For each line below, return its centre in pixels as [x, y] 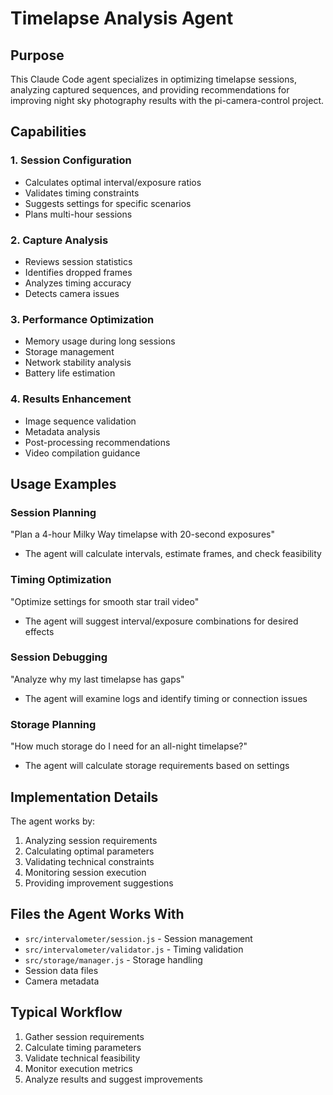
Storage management [69, 352]
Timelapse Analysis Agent [122, 18]
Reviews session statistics [78, 261]
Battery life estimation [70, 373]
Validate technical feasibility [82, 1058]
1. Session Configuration [71, 160]
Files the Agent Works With [97, 914]
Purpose [37, 55]
